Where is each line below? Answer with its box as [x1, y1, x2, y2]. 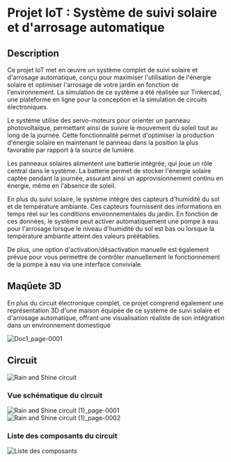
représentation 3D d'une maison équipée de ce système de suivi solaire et [7, 306, 221, 314]
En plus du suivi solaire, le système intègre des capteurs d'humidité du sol [7, 195, 220, 203]
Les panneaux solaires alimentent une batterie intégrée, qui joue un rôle [7, 159, 213, 168]
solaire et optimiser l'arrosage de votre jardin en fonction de [7, 81, 179, 88]
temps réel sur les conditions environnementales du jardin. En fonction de [7, 210, 218, 218]
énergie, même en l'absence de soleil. [7, 182, 116, 189]
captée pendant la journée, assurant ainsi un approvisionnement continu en [7, 174, 224, 182]
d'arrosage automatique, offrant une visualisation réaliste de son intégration [7, 313, 225, 321]
